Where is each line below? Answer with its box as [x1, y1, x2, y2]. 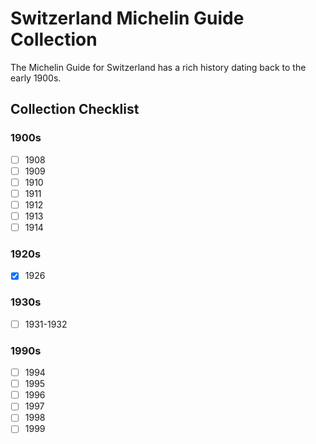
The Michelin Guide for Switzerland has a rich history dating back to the [10, 61, 307, 73]
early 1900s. [10, 72, 62, 84]
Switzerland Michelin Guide [10, 7, 245, 30]
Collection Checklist [10, 101, 140, 118]
